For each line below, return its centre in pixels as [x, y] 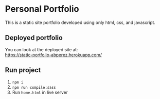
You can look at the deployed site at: [42, 49]
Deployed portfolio [34, 38]
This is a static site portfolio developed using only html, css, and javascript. [80, 22]
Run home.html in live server [40, 92]
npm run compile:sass [34, 87]
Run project [23, 70]
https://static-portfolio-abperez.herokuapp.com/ [53, 55]
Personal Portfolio [42, 9]
